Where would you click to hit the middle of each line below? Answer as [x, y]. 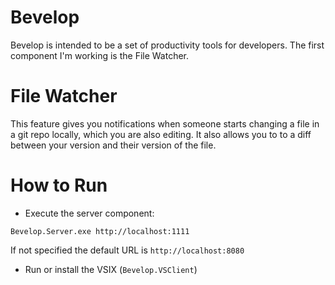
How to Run [59, 185]
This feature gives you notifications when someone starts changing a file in [165, 123]
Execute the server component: [89, 213]
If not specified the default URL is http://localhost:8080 [127, 250]
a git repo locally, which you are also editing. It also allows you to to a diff [161, 134]
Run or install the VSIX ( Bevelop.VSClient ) [111, 269]
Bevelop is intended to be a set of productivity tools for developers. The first [167, 45]
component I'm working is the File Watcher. [100, 55]
